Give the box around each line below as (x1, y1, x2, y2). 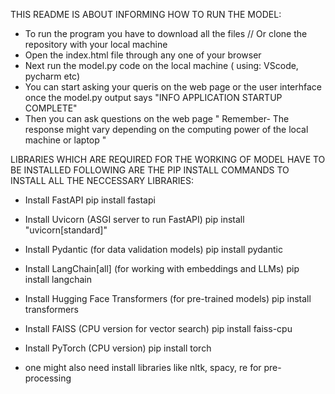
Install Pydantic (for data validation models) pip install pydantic (24, 244, 283, 255)
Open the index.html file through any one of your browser (24, 49, 262, 61)
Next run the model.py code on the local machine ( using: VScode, (24, 60, 299, 71)
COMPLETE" (24, 102, 78, 114)
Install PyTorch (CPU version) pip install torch (24, 342, 212, 354)
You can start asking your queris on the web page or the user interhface (24, 81, 322, 93)
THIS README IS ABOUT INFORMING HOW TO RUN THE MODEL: (10, 9, 282, 20)
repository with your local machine (24, 39, 168, 50)
